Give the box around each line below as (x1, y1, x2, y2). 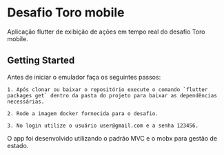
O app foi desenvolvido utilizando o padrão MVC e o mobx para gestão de (7, 134, 218, 142)
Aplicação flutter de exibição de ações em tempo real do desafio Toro (7, 27, 205, 36)
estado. (7, 141, 29, 150)
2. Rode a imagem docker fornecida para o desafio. (7, 110, 159, 117)
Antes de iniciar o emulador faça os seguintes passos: (7, 73, 161, 81)
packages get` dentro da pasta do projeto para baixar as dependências (7, 92, 217, 99)
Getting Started (7, 55, 75, 67)
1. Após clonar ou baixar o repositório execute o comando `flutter (7, 86, 208, 93)
